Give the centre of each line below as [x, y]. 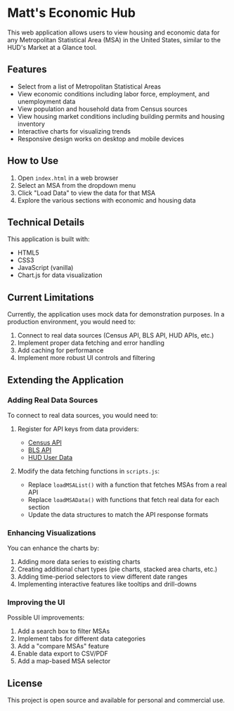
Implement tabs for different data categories [82, 639]
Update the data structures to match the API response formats [118, 514]
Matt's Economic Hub [71, 13]
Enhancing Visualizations [52, 532]
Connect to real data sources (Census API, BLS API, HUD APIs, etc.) [116, 335]
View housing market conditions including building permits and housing [121, 116]
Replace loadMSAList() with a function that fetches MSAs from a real [127, 485]
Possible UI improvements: [46, 617]
